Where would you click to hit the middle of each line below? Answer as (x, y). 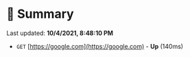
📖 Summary (40, 14)
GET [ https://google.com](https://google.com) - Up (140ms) (99, 46)
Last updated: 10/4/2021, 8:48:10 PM (60, 33)
